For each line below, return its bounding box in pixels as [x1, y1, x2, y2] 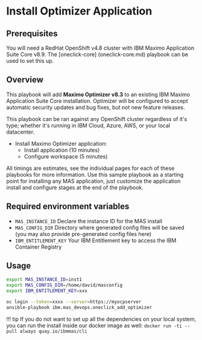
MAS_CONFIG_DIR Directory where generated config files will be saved [14, 224, 185, 231]
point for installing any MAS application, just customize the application [6, 177, 181, 185]
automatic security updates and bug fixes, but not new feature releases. [6, 103, 185, 111]
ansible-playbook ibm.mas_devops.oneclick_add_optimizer [6, 304, 153, 310]
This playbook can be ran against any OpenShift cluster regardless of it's [6, 115, 188, 122]
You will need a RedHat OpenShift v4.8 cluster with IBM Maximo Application [6, 44, 195, 51]
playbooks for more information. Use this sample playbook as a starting [6, 171, 184, 178]
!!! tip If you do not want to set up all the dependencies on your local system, [6, 315, 197, 322]
